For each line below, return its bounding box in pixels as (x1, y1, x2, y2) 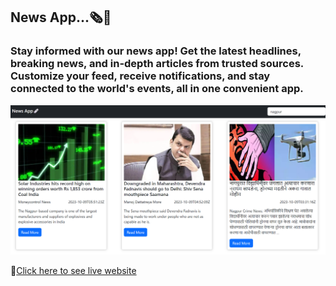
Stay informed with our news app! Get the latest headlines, (10, 44, 302, 58)
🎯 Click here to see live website (10, 265, 137, 277)
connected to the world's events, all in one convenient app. (10, 82, 304, 96)
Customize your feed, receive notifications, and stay (10, 69, 271, 83)
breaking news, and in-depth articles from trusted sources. (10, 57, 304, 71)
